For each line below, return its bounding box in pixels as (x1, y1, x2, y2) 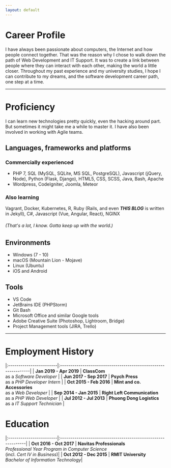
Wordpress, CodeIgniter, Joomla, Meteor (12, 181, 98, 187)
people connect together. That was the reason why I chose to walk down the (5, 51, 166, 57)
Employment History (5, 346, 94, 358)
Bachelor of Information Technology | (5, 456, 83, 463)
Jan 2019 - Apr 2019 (35, 368, 79, 374)
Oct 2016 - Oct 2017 (31, 441, 74, 447)
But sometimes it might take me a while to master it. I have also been (5, 123, 149, 130)
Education (5, 418, 49, 430)
